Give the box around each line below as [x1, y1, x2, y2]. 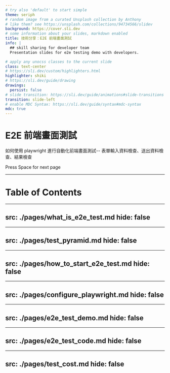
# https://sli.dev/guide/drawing [5, 78, 76, 83]
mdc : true [5, 106, 26, 112]
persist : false [10, 87, 42, 92]
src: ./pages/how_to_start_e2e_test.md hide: [5, 260, 150, 268]
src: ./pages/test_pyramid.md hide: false [5, 236, 137, 245]
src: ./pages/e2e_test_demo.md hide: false [5, 314, 144, 322]
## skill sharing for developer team [10, 45, 90, 50]
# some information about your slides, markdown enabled [5, 31, 128, 36]
